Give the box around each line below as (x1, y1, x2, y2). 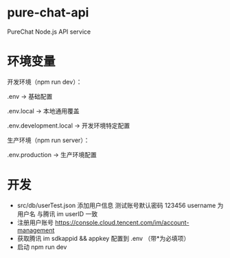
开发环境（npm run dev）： (7, 78, 82, 86)
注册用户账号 (16, 218, 54, 226)
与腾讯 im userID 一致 (36, 209, 98, 218)
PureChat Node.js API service (7, 27, 91, 36)
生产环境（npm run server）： (7, 136, 90, 144)
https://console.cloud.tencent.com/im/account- (54, 218, 189, 226)
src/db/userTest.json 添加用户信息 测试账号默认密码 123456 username (16, 201, 216, 209)
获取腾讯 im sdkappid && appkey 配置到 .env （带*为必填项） (16, 234, 190, 242)
